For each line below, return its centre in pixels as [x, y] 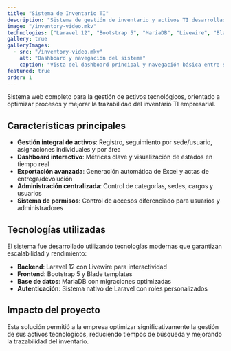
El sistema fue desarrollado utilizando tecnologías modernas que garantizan [114, 246]
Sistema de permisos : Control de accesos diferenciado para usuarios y [118, 201]
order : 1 [20, 77]
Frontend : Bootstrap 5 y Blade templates [75, 274]
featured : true [29, 71]
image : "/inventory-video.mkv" [52, 26]
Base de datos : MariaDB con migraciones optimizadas [94, 281]
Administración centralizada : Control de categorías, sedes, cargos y [115, 186]
